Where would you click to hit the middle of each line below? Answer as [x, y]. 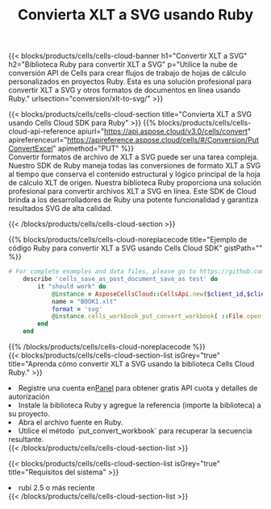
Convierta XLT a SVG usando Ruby [135, 15]
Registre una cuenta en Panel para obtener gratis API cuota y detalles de [138, 388]
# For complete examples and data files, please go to [102, 271]
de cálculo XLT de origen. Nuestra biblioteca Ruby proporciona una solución [135, 183]
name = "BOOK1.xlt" [84, 301]
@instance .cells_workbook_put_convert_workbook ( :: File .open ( [158, 317]
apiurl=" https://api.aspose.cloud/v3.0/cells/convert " [165, 131]
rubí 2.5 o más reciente [57, 488]
